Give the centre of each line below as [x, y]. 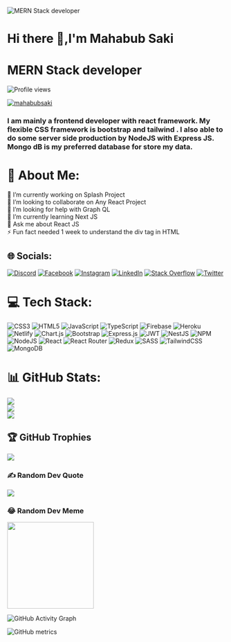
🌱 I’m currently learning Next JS [53, 216]
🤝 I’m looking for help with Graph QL [59, 209]
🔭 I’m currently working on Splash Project [66, 195]
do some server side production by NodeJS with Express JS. [111, 139]
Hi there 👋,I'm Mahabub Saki [91, 39]
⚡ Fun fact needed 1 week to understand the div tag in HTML [93, 231]
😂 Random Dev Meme [46, 510]
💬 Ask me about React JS [43, 224]
